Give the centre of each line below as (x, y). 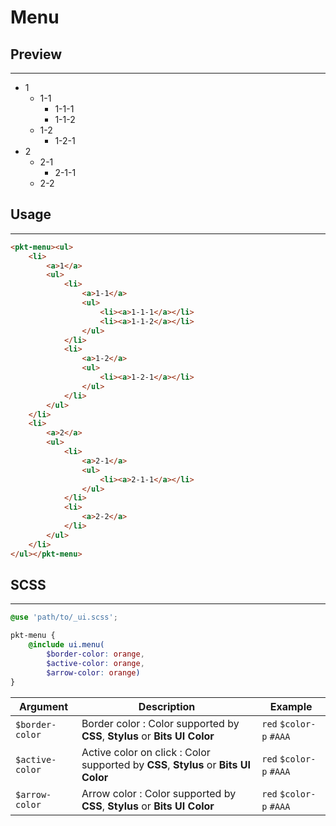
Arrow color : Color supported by (159, 793)
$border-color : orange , (95, 654)
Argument (43, 706)
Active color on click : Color (146, 752)
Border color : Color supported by (160, 723)
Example (291, 706)
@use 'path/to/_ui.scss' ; (64, 617)
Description (167, 706)
